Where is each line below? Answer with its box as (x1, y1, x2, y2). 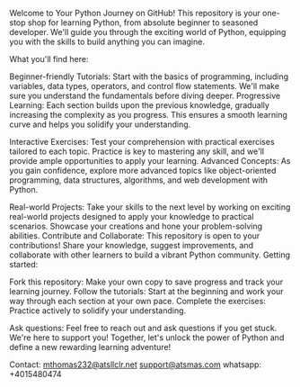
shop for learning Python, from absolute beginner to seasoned (27, 17, 259, 28)
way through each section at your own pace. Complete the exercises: (9, 296, 267, 306)
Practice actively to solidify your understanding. (9, 305, 187, 316)
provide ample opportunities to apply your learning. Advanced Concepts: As (9, 156, 291, 166)
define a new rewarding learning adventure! (9, 342, 172, 352)
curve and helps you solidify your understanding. (9, 119, 191, 130)
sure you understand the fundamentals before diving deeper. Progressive (9, 90, 281, 101)
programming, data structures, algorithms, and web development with (9, 175, 268, 185)
